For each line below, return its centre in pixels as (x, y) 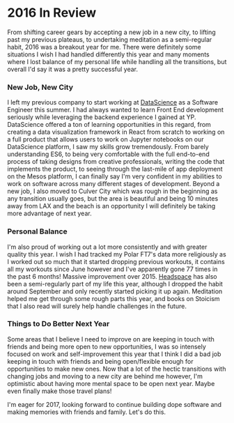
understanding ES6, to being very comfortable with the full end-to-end (109, 154)
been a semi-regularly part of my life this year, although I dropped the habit (115, 284)
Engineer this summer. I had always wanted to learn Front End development (116, 110)
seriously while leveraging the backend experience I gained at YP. (102, 117)
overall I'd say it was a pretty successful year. (72, 69)
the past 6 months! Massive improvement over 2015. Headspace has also (112, 276)
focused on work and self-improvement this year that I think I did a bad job (114, 354)
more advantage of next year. (49, 213)
